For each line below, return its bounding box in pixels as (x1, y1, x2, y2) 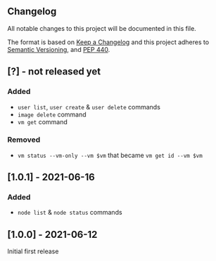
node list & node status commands (17, 208, 122, 217)
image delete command (17, 110, 87, 119)
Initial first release (7, 247, 59, 255)
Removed (7, 135, 41, 145)
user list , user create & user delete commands (17, 102, 160, 111)
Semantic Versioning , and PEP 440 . (7, 45, 110, 53)
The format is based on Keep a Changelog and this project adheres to (7, 38, 210, 46)
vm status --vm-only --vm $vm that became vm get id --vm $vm (17, 151, 203, 159)
